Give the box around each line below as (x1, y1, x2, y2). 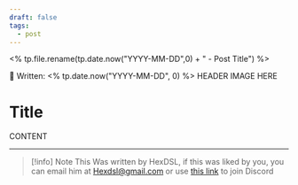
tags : (9, 21, 29, 30)
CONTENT (9, 131, 48, 142)
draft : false (9, 12, 58, 22)
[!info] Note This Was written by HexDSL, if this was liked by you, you (30, 157, 285, 167)
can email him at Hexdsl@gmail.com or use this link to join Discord (30, 166, 274, 177)
